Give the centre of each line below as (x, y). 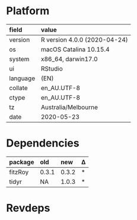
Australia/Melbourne (69, 107)
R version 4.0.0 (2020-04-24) (85, 40)
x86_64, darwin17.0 (69, 59)
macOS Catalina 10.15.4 (75, 49)
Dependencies (43, 143)
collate (18, 88)
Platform (28, 11)
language (22, 78)
